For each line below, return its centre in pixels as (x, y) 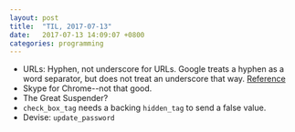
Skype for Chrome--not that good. (87, 88)
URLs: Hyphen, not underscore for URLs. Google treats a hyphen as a (153, 69)
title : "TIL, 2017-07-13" (61, 26)
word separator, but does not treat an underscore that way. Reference (154, 79)
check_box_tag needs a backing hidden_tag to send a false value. (144, 108)
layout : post (34, 18)
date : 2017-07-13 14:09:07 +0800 (77, 35)
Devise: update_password (68, 117)
